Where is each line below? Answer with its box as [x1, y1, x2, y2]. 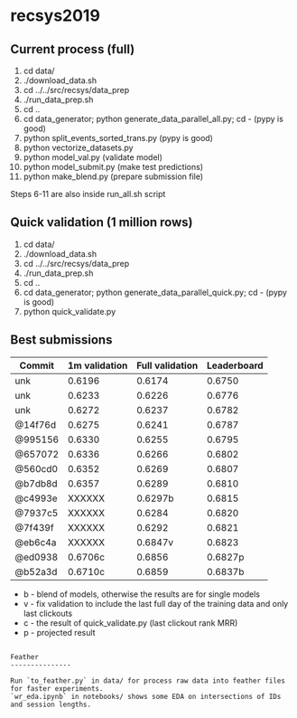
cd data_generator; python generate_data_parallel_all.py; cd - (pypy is [23, 114, 283, 124]
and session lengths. [10, 700, 92, 709]
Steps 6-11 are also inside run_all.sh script [10, 189, 166, 199]
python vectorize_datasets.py [23, 142, 134, 153]
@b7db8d [14, 477, 58, 489]
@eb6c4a [14, 535, 57, 548]
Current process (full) [10, 42, 135, 57]
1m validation [67, 359, 128, 372]
